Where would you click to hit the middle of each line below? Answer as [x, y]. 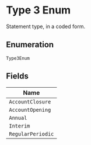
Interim [20, 126]
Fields [17, 76]
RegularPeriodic [32, 134]
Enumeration [30, 45]
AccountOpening [30, 110]
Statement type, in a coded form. [46, 26]
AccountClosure [30, 102]
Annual [18, 118]
